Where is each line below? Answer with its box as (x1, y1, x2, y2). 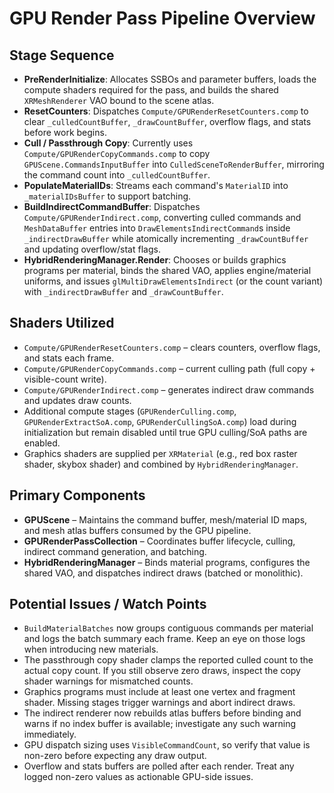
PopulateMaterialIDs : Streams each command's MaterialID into (23, 180, 289, 191)
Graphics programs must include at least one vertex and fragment (23, 686, 296, 698)
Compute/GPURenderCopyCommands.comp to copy (23, 148, 211, 159)
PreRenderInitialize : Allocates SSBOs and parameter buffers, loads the (23, 73, 317, 85)
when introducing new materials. (23, 643, 159, 656)
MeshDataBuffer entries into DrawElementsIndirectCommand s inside (23, 222, 291, 234)
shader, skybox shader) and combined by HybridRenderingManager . (23, 458, 299, 470)
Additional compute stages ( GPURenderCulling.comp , (23, 405, 237, 417)
